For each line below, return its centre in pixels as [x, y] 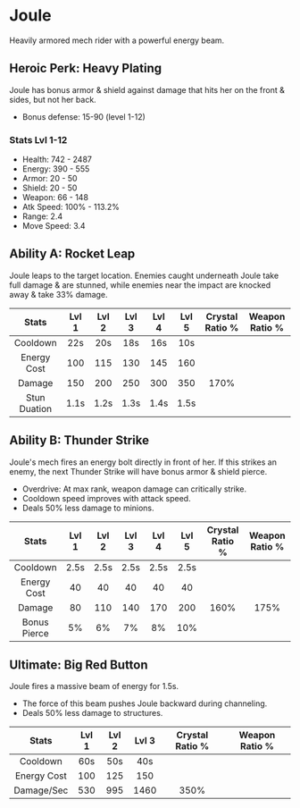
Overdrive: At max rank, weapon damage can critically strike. [134, 489]
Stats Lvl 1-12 [38, 139]
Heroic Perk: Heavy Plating [86, 68]
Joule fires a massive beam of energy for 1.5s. [94, 686]
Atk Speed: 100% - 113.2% [71, 207]
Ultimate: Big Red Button [79, 665]
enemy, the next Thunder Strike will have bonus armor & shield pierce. [138, 471]
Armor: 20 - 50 [50, 179]
